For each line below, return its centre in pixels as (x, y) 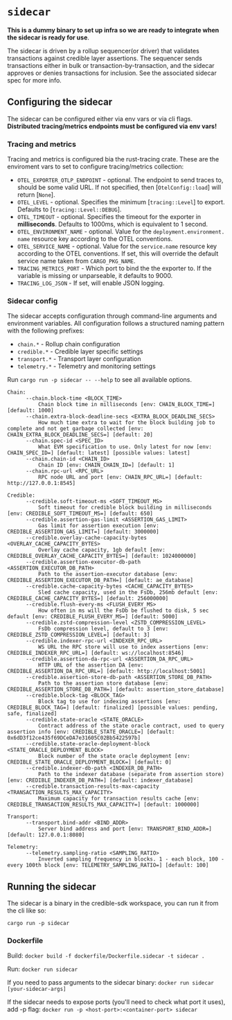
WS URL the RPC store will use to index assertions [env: (123, 647)
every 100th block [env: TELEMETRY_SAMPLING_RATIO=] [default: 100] (108, 865)
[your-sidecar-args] (37, 990)
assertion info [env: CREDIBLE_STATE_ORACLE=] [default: (91, 732)
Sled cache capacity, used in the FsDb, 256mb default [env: (128, 592)
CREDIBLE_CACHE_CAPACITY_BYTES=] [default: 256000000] (88, 599)
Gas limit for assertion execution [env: (98, 526)
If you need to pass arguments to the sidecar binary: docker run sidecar (111, 983)
